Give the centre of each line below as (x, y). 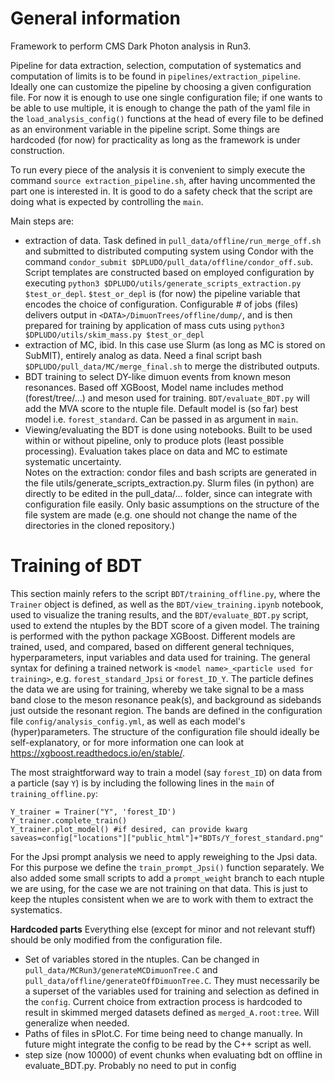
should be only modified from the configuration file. (116, 939)
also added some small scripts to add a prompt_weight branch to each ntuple (167, 878)
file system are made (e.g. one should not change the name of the (161, 514)
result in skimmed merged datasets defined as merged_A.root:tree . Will (172, 1012)
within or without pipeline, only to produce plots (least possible (154, 440)
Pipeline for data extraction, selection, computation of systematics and (156, 65)
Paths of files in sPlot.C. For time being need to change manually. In (163, 1033)
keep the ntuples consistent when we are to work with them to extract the (162, 899)
